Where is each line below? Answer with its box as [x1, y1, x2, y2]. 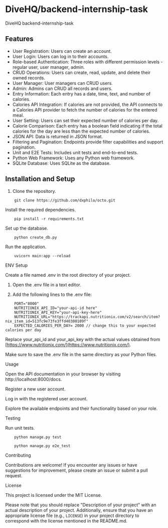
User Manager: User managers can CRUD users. [12, 80, 113, 86]
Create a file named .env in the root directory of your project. [5, 272, 131, 278]
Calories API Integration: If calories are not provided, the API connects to [12, 101, 163, 108]
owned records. [12, 74, 45, 81]
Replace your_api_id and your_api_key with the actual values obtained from [5, 336, 160, 342]
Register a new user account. [5, 386, 66, 392]
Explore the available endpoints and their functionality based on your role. [5, 405, 158, 411]
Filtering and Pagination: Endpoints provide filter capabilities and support [12, 139, 163, 145]
